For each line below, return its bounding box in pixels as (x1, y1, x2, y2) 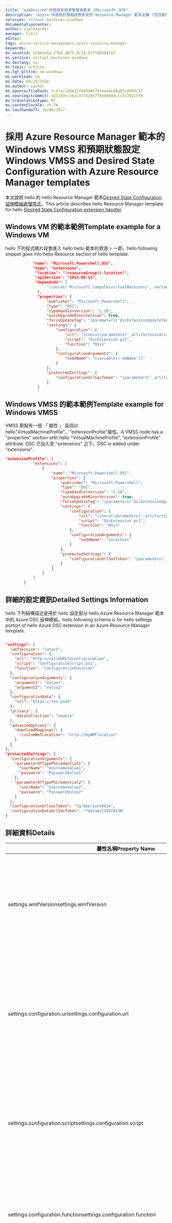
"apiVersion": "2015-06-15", (35, 275, 97, 280)
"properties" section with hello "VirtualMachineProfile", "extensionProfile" (5, 434, 161, 441)
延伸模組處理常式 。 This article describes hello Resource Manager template (5, 201, 164, 207)
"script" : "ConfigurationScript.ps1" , (14, 661, 97, 666)
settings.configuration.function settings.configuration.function (8, 1211, 156, 1218)
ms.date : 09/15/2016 (5, 79, 50, 84)
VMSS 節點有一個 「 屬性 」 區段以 (5, 423, 78, 429)
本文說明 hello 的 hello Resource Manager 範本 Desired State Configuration (5, 194, 162, 200)
